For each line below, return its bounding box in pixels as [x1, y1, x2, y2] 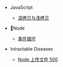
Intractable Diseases [10, 46, 53, 52]
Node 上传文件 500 [17, 56, 58, 62]
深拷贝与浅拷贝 [17, 15, 49, 21]
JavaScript [10, 5, 33, 10]
